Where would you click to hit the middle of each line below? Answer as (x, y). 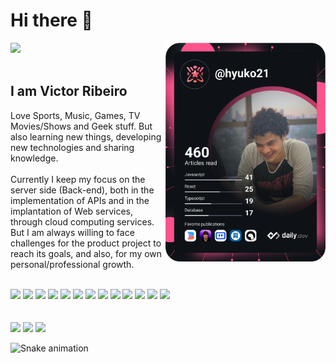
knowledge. (34, 158)
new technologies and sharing (72, 147)
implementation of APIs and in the (80, 200)
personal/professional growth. (72, 264)
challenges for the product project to (86, 243)
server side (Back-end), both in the (82, 190)
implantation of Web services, (71, 211)
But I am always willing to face (72, 232)
